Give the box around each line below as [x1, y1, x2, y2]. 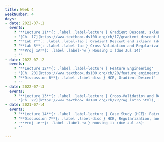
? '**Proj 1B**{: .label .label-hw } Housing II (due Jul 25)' [14, 121, 145, 125]
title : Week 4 [5, 7, 34, 12]
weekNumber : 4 [5, 12, 34, 17]
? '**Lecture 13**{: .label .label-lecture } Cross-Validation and [14, 93, 154, 98]
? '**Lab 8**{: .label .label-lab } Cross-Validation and [14, 43, 134, 48]
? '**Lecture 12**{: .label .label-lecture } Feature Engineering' [14, 66, 154, 71]
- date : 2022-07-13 [5, 84, 45, 89]
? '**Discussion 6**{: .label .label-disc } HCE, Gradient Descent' [14, 75, 156, 80]
